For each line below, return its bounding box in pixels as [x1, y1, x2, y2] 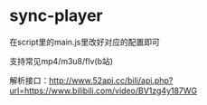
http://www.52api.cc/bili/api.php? [49, 74, 174, 86]
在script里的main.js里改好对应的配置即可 [9, 36, 160, 47]
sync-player [9, 5, 103, 26]
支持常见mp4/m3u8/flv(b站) [9, 55, 114, 66]
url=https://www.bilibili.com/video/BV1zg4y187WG [9, 85, 198, 96]
